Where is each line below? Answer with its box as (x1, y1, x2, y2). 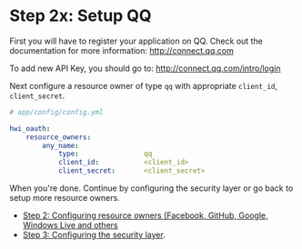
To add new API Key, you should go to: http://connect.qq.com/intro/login (9, 63, 281, 74)
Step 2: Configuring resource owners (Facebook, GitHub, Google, (22, 210, 268, 221)
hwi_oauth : (9, 124, 51, 133)
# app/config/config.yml (9, 107, 104, 116)
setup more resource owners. (9, 193, 120, 204)
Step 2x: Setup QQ (9, 5, 152, 26)
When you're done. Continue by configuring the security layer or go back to (9, 183, 294, 194)
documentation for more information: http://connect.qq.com (9, 45, 234, 55)
